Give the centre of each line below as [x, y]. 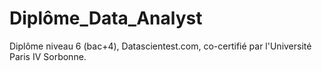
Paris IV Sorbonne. [48, 56]
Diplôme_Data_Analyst [106, 18]
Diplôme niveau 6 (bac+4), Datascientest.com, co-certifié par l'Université [160, 46]
